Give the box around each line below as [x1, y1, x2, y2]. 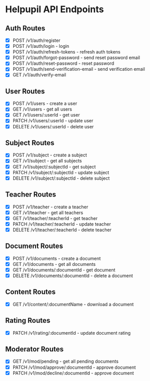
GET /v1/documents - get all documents [12, 261, 96, 267]
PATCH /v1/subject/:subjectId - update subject [12, 169, 109, 175]
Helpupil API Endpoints [5, 4, 104, 15]
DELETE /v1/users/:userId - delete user [12, 123, 94, 129]
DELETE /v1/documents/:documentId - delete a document [12, 273, 133, 279]
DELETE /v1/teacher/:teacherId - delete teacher [12, 227, 111, 233]
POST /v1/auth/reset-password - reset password [12, 60, 115, 67]
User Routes [5, 87, 45, 95]
